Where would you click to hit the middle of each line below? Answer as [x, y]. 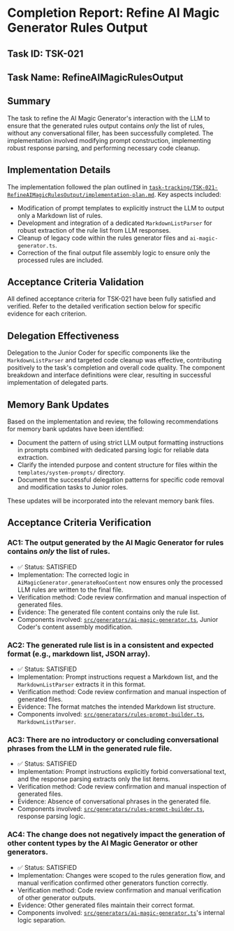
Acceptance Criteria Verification [79, 523]
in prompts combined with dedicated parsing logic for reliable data [113, 450]
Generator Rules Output [78, 28]
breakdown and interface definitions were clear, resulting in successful [109, 375]
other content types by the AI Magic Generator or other [103, 843]
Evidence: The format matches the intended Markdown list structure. [116, 707]
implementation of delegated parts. [58, 383]
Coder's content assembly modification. [75, 627]
